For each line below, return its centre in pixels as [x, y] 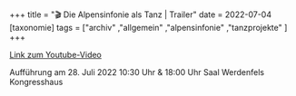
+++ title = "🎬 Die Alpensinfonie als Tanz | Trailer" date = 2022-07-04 [141, 14]
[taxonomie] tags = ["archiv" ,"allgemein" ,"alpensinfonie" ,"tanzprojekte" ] [148, 28]
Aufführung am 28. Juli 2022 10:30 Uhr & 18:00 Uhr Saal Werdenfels [137, 72]
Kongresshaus [36, 82]
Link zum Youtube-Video [56, 55]
